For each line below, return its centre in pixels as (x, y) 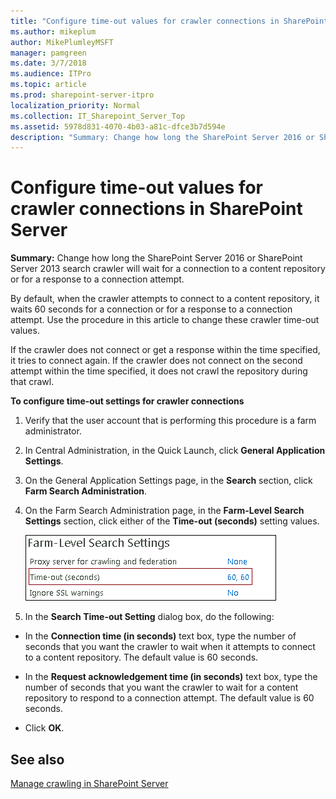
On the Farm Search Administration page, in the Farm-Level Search (164, 511)
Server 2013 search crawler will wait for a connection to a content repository (168, 269)
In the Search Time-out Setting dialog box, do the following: (149, 617)
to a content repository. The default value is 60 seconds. (141, 657)
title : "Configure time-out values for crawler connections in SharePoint (169, 21)
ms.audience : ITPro (51, 74)
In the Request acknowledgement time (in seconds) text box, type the (171, 677)
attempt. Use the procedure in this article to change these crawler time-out (165, 320)
